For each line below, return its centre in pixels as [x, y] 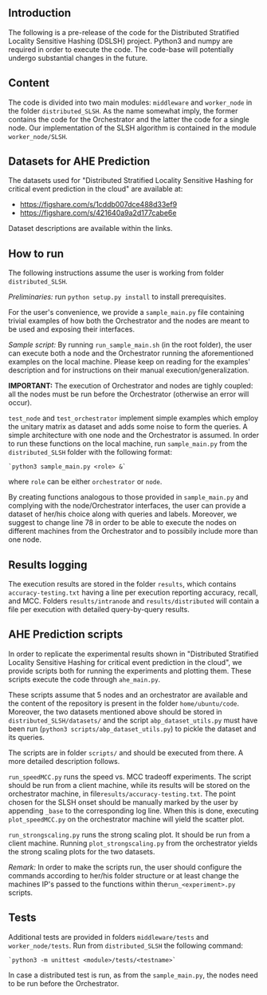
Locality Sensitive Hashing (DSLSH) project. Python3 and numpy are [121, 41]
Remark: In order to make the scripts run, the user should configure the [125, 867]
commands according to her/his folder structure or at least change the [124, 875]
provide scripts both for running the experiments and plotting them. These [130, 671]
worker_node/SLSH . [38, 136]
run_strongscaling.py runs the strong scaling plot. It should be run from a [130, 834]
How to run [36, 254]
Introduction [40, 13]
